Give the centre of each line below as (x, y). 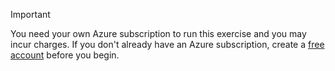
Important (30, 14)
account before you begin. (65, 55)
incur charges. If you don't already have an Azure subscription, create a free (167, 44)
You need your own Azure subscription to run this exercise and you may (158, 33)
